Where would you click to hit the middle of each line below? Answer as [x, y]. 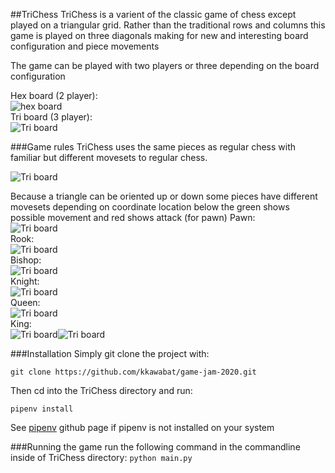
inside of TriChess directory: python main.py [101, 457]
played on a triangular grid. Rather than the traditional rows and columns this [168, 25]
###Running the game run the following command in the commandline [155, 447]
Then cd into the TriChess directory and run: [101, 390]
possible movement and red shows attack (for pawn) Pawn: [133, 217]
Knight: [25, 281]
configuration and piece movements [85, 46]
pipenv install [42, 409]
